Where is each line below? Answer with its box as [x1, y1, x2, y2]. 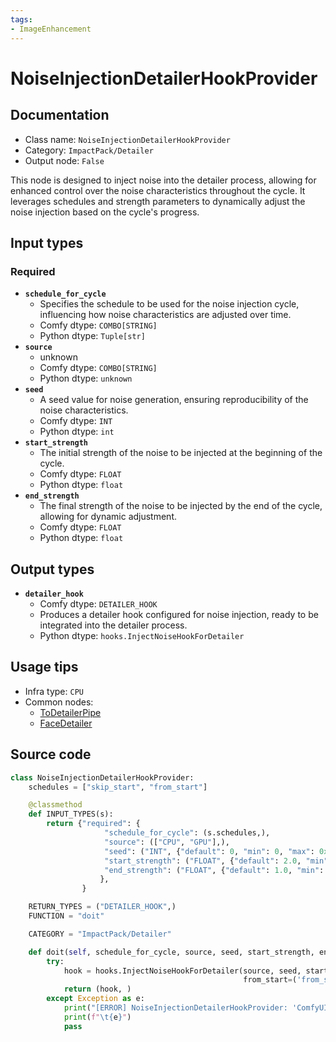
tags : [10, 14, 33, 25]
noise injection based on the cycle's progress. [10, 206, 200, 218]
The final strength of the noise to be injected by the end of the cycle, [39, 500, 323, 512]
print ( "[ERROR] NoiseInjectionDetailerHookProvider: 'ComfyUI [63, 1003, 329, 1013]
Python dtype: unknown [39, 372, 133, 385]
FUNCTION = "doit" [28, 911, 105, 921]
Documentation [10, 107, 110, 124]
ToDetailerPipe [39, 706, 102, 718]
